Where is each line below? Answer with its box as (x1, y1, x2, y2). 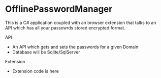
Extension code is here (12, 68, 59, 74)
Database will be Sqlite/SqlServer (12, 49, 80, 55)
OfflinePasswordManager (5, 3, 113, 15)
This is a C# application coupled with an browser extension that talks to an (5, 20, 157, 26)
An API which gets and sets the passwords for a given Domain (12, 44, 139, 50)
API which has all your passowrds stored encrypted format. (5, 25, 126, 30)
